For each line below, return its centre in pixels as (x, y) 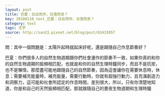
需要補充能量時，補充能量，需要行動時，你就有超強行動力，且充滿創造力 (87, 76)
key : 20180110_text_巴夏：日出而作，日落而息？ (50, 19)
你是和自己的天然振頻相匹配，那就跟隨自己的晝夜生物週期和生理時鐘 (82, 88)
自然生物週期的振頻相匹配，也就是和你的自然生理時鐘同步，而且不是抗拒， (84, 64)
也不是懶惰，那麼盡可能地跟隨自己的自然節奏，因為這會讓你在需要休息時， (80, 70)
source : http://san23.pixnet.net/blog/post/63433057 (60, 32)
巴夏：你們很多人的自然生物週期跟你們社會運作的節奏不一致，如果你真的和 (80, 58)
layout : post (18, 10)
